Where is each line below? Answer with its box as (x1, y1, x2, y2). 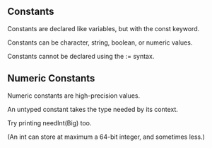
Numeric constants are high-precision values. (7, 91, 141, 100)
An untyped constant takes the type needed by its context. (7, 105, 179, 113)
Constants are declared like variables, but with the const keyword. (7, 24, 200, 33)
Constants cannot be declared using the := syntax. (7, 52, 155, 60)
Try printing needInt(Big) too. (7, 118, 92, 127)
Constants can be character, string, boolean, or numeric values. (7, 38, 193, 47)
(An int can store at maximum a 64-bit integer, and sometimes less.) (7, 132, 205, 141)
